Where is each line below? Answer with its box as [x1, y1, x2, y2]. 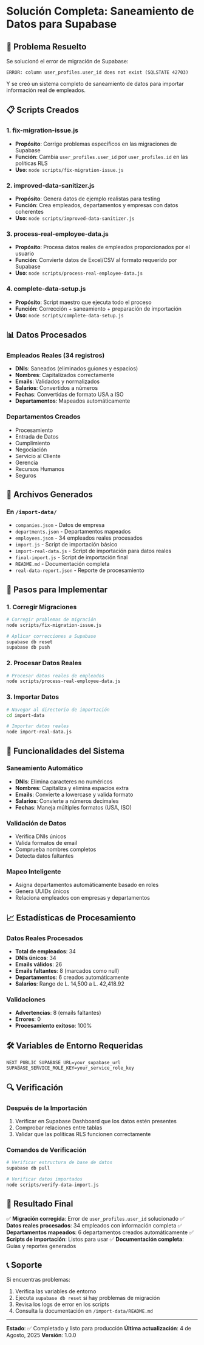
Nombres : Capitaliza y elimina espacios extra [15, 784, 129, 791]
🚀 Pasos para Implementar [6, 584, 108, 595]
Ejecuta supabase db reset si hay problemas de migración [15, 1294, 160, 1302]
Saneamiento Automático [6, 764, 83, 772]
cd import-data [6, 712, 45, 718]
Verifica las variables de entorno [15, 1288, 97, 1295]
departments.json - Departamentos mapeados [15, 528, 131, 535]
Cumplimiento [15, 439, 50, 447]
